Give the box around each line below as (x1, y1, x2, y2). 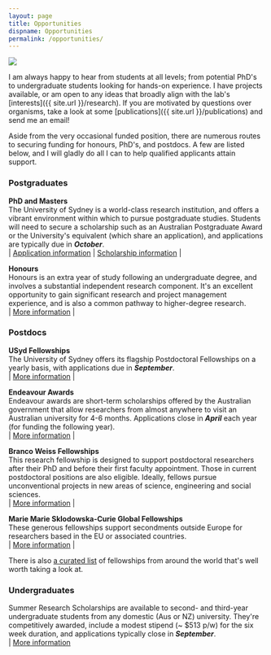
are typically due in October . (8, 239, 105, 249)
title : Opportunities (8, 20, 82, 28)
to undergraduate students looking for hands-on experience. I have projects (8, 81, 263, 90)
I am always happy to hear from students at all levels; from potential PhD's (8, 72, 258, 82)
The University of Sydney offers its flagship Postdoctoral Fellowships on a (8, 354, 256, 364)
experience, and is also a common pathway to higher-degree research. (8, 298, 247, 308)
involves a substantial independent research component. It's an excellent (8, 281, 254, 290)
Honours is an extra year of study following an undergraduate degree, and (8, 272, 258, 282)
